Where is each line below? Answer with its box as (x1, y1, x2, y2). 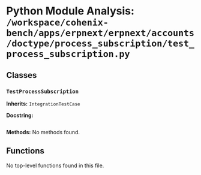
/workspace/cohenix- (6, 17, 109, 28)
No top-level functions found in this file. (6, 162, 104, 169)
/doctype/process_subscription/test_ (6, 38, 195, 49)
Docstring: (6, 111, 34, 119)
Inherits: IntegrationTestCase (6, 100, 80, 107)
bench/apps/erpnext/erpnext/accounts (6, 28, 195, 39)
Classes (6, 70, 37, 80)
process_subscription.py (6, 49, 130, 60)
